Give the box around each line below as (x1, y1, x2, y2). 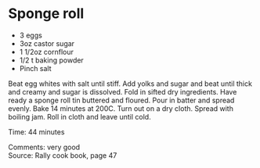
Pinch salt (19, 63, 52, 73)
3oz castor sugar (19, 38, 75, 48)
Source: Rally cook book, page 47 (8, 150, 117, 160)
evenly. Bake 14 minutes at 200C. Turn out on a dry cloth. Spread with (8, 103, 233, 113)
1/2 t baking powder (19, 55, 84, 65)
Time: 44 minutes (8, 127, 65, 137)
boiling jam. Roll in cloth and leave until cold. (8, 112, 151, 121)
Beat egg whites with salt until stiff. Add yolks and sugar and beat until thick (8, 79, 253, 88)
